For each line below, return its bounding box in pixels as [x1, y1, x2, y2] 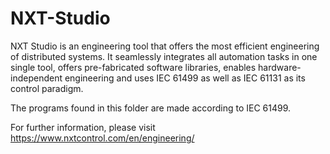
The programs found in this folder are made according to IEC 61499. [10, 102, 292, 114]
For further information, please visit [10, 121, 156, 133]
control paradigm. [10, 82, 84, 94]
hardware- [258, 61, 302, 73]
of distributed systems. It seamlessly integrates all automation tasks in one [10, 50, 318, 62]
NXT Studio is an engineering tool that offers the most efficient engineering [10, 40, 320, 52]
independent [10, 72, 63, 84]
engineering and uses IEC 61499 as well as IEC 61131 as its [64, 72, 306, 84]
